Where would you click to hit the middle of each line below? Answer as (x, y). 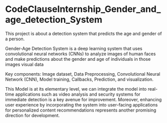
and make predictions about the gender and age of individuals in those (78, 59)
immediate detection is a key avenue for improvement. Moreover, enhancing (83, 99)
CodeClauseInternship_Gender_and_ (83, 9)
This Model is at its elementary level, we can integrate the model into (76, 89)
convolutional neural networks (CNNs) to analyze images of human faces (80, 54)
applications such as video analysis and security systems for (78, 94)
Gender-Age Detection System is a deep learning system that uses (74, 48)
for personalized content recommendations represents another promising (81, 110)
